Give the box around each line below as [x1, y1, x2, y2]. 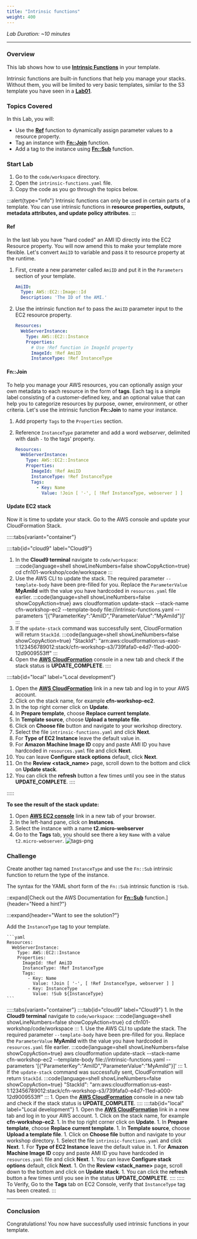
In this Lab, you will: [6, 116, 54, 123]
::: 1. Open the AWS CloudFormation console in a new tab [44, 1093, 184, 1100]
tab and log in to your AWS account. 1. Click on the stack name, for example [6, 1112, 189, 1119]
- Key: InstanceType [27, 986, 78, 992]
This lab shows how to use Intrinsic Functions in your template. [6, 63, 160, 70]
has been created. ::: [6, 1187, 57, 1194]
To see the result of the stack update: [6, 801, 99, 808]
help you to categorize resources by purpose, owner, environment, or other [6, 400, 188, 407]
